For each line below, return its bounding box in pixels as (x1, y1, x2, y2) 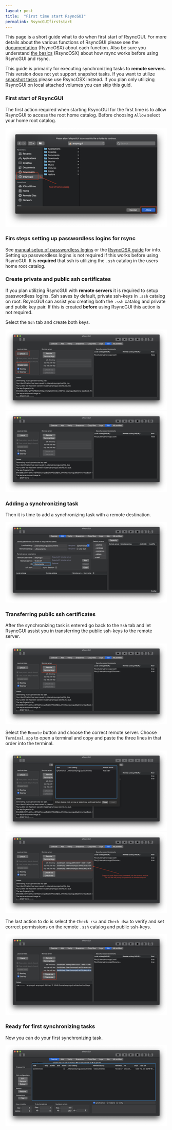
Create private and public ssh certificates (5, 276, 111, 283)
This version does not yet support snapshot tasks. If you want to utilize (5, 71, 155, 77)
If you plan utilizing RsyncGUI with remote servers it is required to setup (5, 287, 159, 294)
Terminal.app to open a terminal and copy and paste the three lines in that (5, 735, 162, 741)
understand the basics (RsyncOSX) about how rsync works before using (5, 50, 158, 56)
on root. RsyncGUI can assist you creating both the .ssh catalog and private (5, 298, 166, 304)
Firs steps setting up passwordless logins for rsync (5, 235, 136, 242)
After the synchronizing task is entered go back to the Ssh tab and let (5, 622, 151, 629)
